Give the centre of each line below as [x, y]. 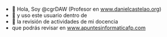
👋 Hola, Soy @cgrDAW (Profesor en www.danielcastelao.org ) [86, 9]
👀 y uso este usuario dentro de [49, 15]
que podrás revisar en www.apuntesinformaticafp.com [78, 28]
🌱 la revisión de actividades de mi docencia [65, 21]
